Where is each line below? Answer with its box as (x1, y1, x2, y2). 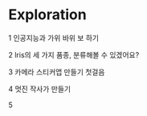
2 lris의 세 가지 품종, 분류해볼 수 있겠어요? (8, 50, 140, 59)
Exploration (8, 6, 87, 24)
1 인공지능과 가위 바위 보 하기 (8, 33, 99, 42)
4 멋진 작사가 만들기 (8, 84, 71, 94)
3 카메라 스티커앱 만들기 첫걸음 (8, 66, 105, 77)
